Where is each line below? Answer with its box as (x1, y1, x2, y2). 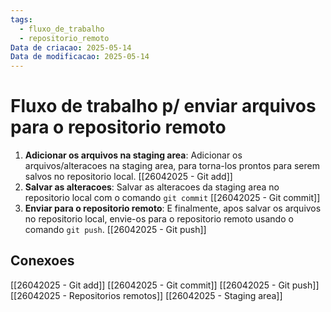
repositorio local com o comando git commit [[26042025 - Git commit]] (24, 192, 321, 204)
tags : (10, 14, 33, 25)
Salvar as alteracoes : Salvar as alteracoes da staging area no (24, 181, 280, 193)
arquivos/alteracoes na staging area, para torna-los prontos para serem (24, 160, 320, 172)
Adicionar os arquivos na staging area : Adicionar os (24, 149, 243, 161)
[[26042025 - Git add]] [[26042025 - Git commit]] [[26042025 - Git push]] (10, 279, 320, 291)
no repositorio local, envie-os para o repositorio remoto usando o (24, 213, 294, 225)
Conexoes (10, 252, 75, 270)
